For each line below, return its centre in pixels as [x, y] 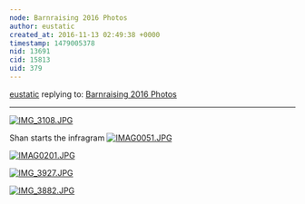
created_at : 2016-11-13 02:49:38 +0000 [85, 34]
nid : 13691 [30, 52]
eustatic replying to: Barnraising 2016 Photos [93, 94]
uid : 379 [26, 69]
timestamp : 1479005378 [52, 43]
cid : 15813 [30, 60]
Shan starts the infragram [57, 138]
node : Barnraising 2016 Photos [69, 18]
